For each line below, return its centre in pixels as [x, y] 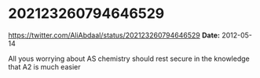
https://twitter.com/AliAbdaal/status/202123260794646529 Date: [114, 35]
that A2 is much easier [44, 66]
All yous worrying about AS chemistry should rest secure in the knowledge [129, 58]
